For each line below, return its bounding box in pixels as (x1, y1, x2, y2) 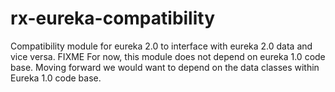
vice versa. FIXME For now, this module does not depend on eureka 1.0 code (10, 50, 326, 62)
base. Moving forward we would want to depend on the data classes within (10, 61, 320, 73)
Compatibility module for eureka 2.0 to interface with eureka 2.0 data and (10, 40, 313, 52)
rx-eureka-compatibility (10, 7, 216, 30)
